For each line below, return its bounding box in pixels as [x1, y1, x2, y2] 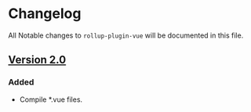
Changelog [8, 5, 82, 23]
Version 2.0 [8, 53, 67, 67]
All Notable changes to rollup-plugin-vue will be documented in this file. [8, 31, 244, 40]
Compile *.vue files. [19, 95, 83, 104]
